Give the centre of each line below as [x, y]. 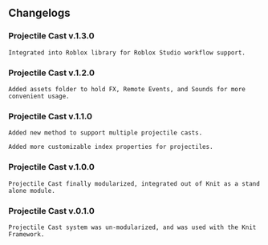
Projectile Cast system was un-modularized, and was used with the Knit [132, 227]
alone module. [32, 191]
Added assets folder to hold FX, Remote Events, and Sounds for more [127, 89]
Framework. [26, 234]
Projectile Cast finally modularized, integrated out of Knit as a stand [134, 183]
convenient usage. [39, 96]
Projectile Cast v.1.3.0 [51, 36]
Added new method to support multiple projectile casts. [106, 133]
